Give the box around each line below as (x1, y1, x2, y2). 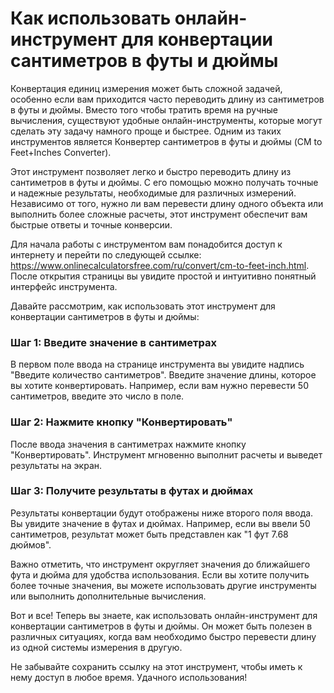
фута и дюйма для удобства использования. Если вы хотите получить (10, 568, 310, 581)
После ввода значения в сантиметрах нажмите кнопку (10, 438, 247, 450)
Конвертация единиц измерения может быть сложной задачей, (10, 82, 283, 94)
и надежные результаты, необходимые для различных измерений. (10, 187, 297, 199)
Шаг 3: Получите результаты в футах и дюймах (10, 484, 254, 498)
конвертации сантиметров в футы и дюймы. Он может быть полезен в (10, 620, 313, 632)
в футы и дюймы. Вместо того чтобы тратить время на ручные (10, 103, 278, 116)
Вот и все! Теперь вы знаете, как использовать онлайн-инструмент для (10, 609, 318, 621)
